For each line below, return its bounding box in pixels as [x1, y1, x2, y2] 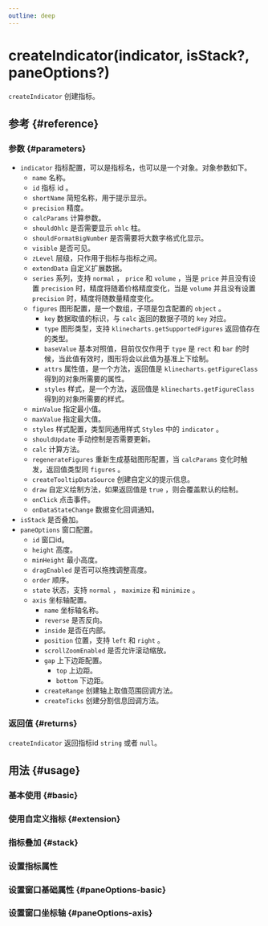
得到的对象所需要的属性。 [43, 374, 129, 384]
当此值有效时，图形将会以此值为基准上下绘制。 [58, 354, 213, 364]
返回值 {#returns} [8, 718, 78, 729]
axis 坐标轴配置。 [31, 595, 91, 605]
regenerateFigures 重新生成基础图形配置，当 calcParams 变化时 [31, 455, 241, 464]
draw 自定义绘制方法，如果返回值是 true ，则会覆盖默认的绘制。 [31, 484, 243, 495]
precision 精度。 [31, 203, 88, 213]
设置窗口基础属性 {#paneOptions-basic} [8, 884, 167, 895]
